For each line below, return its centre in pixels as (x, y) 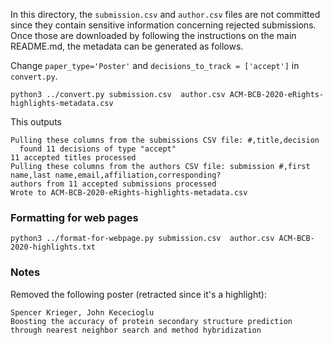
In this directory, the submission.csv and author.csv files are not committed (165, 14)
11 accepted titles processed (73, 158)
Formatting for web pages (74, 217)
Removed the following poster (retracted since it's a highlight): (138, 294)
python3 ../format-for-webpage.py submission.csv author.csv (142, 239)
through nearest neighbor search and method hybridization (136, 330)
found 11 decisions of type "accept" (98, 149)
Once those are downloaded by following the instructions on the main (153, 35)
